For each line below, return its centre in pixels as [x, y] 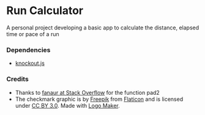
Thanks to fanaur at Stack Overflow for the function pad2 [88, 92]
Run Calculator [45, 11]
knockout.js [30, 63]
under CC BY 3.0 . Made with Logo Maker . [68, 105]
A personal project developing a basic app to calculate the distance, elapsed [103, 28]
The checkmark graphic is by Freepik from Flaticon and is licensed [99, 99]
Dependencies [28, 50]
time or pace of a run [33, 34]
